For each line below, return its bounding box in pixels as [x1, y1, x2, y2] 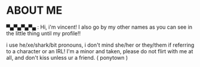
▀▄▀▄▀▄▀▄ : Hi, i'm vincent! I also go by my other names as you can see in [6, 23, 193, 31]
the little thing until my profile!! [6, 29, 81, 36]
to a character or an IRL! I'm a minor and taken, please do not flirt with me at [6, 47, 193, 54]
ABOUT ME [6, 4, 63, 17]
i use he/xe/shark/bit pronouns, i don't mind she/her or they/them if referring [6, 41, 195, 48]
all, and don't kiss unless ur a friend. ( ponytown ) [6, 54, 128, 61]
